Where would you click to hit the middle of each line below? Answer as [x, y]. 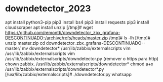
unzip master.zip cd [25, 43]
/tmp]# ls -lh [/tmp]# [129, 38]
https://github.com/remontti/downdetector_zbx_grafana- [63, 32]
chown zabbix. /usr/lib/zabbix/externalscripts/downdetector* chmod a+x [79, 64]
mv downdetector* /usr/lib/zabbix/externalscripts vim [76, 48]
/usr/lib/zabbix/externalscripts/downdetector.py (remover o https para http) [82, 58]
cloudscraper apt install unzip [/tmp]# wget [49, 27]
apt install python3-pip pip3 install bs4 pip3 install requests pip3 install [77, 22]
